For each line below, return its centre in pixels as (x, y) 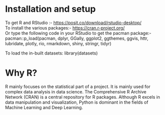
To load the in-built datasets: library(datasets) (51, 53)
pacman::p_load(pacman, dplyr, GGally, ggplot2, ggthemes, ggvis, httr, (77, 38)
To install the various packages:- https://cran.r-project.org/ (65, 28)
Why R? (21, 73)
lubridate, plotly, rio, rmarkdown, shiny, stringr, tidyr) (58, 43)
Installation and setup (50, 9)
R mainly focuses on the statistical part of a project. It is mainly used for (78, 86)
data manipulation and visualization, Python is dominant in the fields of (77, 102)
